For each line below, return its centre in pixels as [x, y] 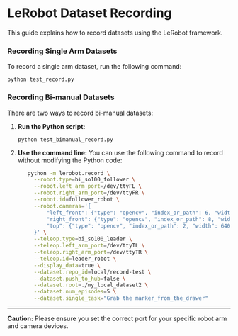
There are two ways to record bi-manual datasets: [80, 113]
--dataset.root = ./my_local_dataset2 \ [91, 285]
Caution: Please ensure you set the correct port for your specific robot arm [117, 319]
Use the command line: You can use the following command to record [120, 152]
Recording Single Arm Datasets [62, 51]
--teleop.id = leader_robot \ [75, 259]
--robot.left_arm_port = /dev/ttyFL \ [88, 186]
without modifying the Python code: [70, 160]
